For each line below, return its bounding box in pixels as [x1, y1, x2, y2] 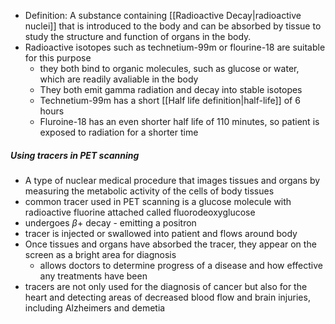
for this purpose [24, 52, 92, 64]
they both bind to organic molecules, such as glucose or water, [39, 63, 300, 74]
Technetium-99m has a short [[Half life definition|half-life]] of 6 [39, 95, 301, 106]
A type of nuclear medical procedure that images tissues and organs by [24, 174, 321, 186]
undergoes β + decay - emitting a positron [24, 216, 197, 229]
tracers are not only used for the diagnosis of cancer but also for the [24, 280, 308, 292]
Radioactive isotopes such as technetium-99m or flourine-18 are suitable [24, 41, 326, 53]
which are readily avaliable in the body [39, 73, 199, 85]
